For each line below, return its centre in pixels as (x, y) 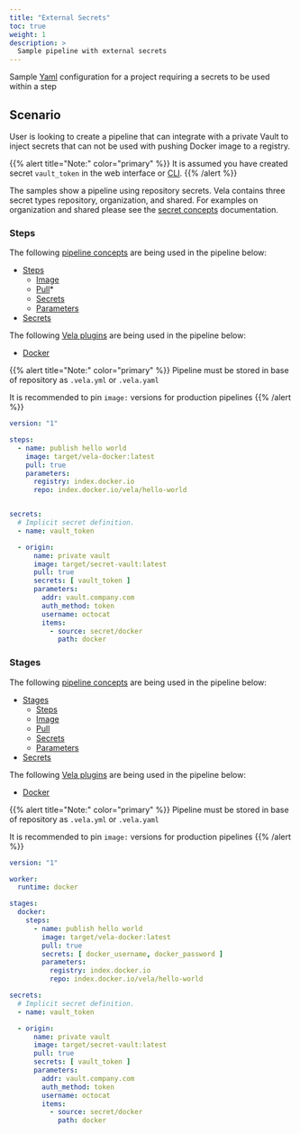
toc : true (28, 26)
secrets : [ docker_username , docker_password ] (132, 954)
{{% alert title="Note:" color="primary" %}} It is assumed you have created (149, 163)
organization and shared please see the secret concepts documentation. (144, 209)
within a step (33, 87)
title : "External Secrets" (60, 18)
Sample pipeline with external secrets (92, 51)
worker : (24, 879)
